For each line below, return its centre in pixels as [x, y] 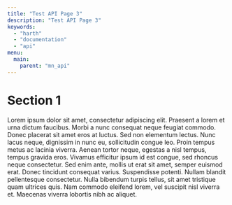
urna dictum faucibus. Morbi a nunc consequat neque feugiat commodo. [112, 127]
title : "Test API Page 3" [45, 14]
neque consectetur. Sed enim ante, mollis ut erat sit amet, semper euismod [115, 164]
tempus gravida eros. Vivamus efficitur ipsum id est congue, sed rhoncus [113, 157]
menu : [15, 53]
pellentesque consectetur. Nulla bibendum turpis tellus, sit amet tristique [111, 179]
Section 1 [34, 100]
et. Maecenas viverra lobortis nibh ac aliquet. [72, 194]
